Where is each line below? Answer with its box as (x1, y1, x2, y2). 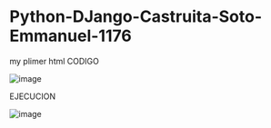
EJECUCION (9, 91, 56, 102)
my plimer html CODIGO (9, 55, 100, 66)
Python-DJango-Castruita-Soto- (9, 6, 262, 27)
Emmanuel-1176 (9, 25, 132, 46)
